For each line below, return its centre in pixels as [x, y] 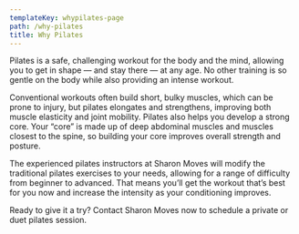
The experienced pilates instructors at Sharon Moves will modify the [138, 164]
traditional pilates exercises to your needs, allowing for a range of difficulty [150, 173]
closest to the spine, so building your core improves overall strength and [145, 137]
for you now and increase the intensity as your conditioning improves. [140, 193]
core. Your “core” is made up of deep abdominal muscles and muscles [141, 127]
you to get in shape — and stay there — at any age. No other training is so [148, 70]
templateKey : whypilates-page [67, 18]
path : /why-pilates [46, 26]
